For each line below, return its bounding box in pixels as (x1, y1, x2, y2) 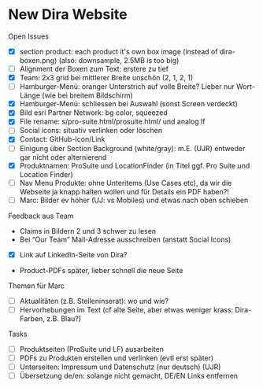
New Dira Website (8, 6, 128, 24)
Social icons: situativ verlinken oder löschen (19, 126, 163, 135)
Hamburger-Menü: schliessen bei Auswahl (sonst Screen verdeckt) (19, 99, 239, 109)
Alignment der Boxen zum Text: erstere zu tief (19, 65, 169, 73)
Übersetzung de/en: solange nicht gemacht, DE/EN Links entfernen (19, 371, 239, 381)
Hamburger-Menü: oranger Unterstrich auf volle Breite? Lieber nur (19, 82, 235, 91)
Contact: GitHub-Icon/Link (19, 135, 106, 144)
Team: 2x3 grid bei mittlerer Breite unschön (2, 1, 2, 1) (19, 73, 194, 83)
